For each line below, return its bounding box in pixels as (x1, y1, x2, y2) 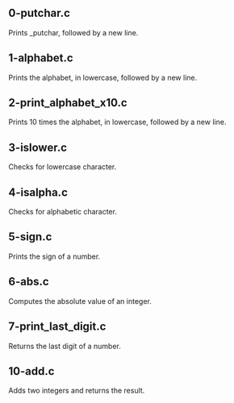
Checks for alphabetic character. (8, 207, 117, 217)
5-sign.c (8, 230, 52, 244)
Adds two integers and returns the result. (8, 386, 145, 396)
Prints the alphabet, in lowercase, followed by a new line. (8, 73, 198, 82)
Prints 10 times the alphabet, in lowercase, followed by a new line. (8, 117, 227, 127)
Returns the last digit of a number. (8, 341, 121, 351)
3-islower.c (8, 140, 67, 154)
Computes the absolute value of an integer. (8, 296, 152, 305)
